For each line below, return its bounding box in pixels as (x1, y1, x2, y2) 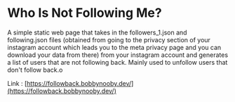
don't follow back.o (7, 65, 63, 74)
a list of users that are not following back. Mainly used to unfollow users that (7, 58, 228, 66)
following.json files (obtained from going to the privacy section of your (7, 35, 210, 44)
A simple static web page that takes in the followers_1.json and (7, 28, 187, 37)
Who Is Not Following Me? (7, 5, 163, 21)
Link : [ (7, 79, 27, 87)
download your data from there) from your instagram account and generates (7, 51, 229, 59)
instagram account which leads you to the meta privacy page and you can (7, 43, 222, 51)
